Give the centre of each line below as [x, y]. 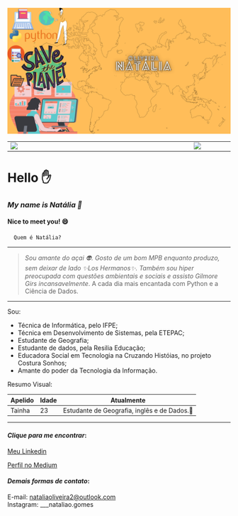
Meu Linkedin [27, 451]
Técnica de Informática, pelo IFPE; [68, 325]
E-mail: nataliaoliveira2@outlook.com [62, 497]
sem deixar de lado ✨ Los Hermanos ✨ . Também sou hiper [109, 268]
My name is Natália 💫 [45, 204]
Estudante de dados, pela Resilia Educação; [81, 348]
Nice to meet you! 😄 [38, 221]
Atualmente [128, 400]
